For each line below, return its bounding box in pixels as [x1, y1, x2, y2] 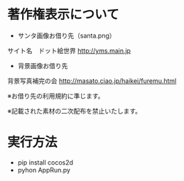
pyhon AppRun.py [17, 165, 71, 174]
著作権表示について [7, 6, 119, 23]
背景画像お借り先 [17, 61, 68, 70]
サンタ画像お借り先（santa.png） [17, 31, 116, 40]
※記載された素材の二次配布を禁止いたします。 [7, 106, 142, 115]
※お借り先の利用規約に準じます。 [7, 92, 104, 100]
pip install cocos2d [17, 158, 73, 167]
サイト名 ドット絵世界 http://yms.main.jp [7, 46, 131, 55]
